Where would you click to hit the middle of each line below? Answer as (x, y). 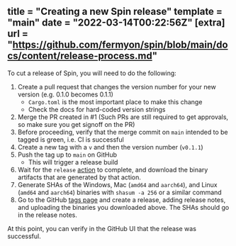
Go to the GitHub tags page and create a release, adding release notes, (122, 200)
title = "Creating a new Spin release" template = (115, 12)
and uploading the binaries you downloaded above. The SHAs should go (123, 207)
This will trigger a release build (73, 162)
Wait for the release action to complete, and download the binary (113, 169)
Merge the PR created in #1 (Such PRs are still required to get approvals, (123, 117)
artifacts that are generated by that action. (79, 177)
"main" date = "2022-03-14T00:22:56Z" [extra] (116, 23)
